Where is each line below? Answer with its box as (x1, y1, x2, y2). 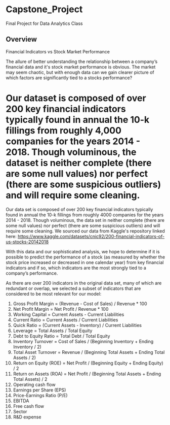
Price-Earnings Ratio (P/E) (13, 392, 68, 398)
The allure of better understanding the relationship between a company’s (6, 58, 158, 64)
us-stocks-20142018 (6, 239, 49, 245)
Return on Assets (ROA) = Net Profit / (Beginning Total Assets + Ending (13, 371, 161, 377)
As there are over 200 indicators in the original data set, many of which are (6, 280, 162, 286)
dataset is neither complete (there (6, 157, 152, 169)
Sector (13, 408, 27, 414)
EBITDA (13, 398, 29, 404)
